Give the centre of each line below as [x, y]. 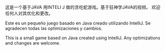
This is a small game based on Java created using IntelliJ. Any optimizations [83, 38]
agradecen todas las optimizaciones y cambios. [54, 28]
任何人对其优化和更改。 [29, 13]
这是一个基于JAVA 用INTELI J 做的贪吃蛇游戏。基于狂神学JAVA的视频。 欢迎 [83, 7]
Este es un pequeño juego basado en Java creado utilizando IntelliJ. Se [78, 23]
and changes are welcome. [33, 43]
